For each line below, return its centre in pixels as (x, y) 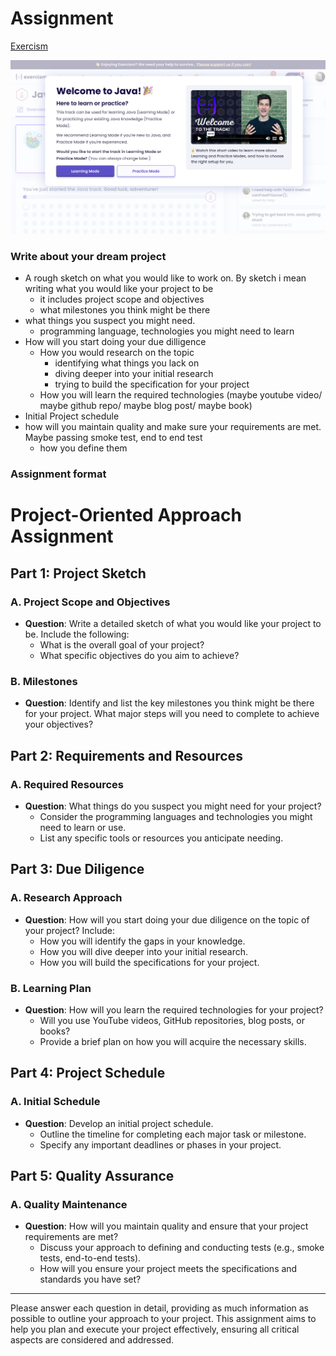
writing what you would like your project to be (119, 289)
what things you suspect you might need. (110, 321)
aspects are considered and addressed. (92, 1340)
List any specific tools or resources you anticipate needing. (161, 838)
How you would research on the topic (117, 353)
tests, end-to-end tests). (90, 1258)
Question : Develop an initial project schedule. (119, 1123)
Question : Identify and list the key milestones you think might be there (169, 703)
